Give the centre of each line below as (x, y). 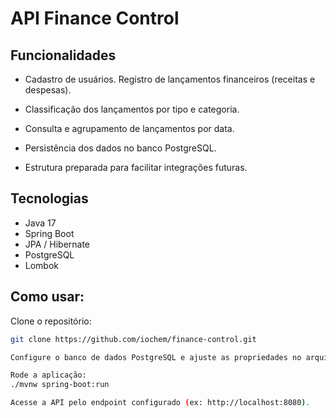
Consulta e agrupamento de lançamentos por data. (129, 128)
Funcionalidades (63, 55)
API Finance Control (95, 18)
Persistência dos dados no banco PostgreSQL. (120, 148)
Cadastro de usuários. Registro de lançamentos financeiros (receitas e (170, 79)
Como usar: (47, 297)
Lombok (42, 265)
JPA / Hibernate (57, 244)
